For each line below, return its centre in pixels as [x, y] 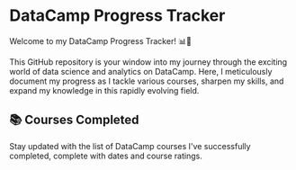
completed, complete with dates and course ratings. [106, 156]
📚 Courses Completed [74, 120]
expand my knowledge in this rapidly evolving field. [104, 90]
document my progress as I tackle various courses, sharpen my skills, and [147, 81]
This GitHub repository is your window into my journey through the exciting [148, 62]
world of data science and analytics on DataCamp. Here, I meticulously [141, 71]
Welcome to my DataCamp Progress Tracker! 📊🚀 [100, 40]
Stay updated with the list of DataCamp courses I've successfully [130, 146]
